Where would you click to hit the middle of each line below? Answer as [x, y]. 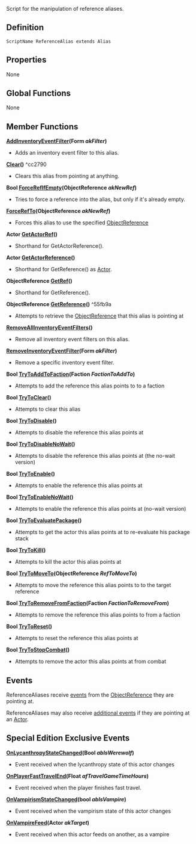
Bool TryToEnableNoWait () [40, 497]
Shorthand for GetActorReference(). [59, 246]
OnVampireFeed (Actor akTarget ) [48, 822]
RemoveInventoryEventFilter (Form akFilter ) [62, 351]
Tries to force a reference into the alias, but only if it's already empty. [100, 199]
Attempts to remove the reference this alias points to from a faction [98, 615]
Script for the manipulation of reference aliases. [65, 9]
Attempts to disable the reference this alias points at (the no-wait [95, 456]
